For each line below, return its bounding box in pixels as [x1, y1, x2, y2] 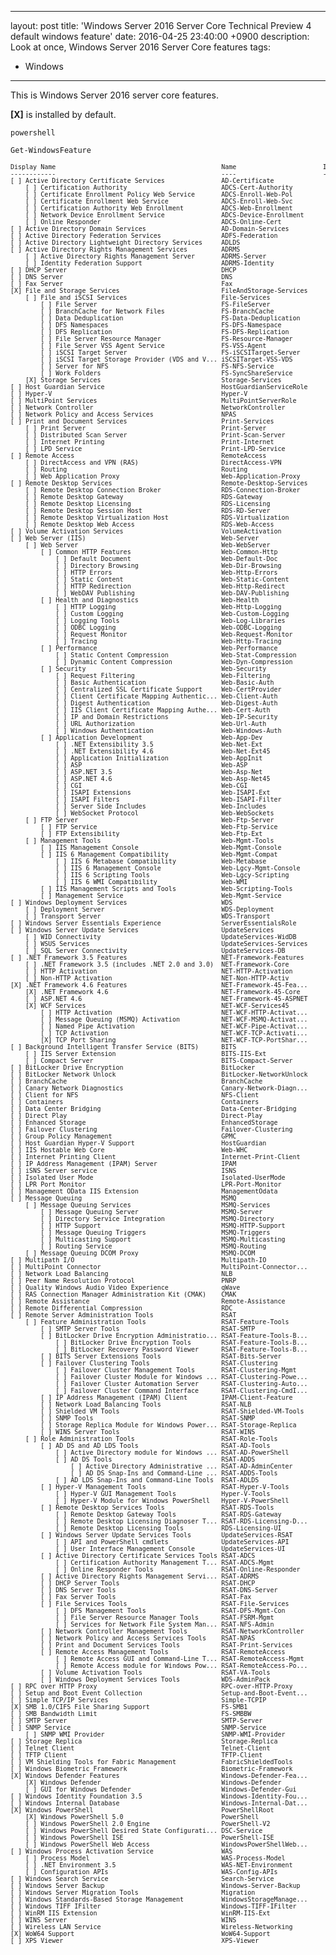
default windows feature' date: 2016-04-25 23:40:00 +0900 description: [10, 31, 310, 42]
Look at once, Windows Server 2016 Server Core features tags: [10, 41, 271, 53]
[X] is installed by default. [10, 109, 117, 120]
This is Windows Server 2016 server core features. [10, 89, 219, 101]
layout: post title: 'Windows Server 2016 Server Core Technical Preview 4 [10, 20, 312, 31]
